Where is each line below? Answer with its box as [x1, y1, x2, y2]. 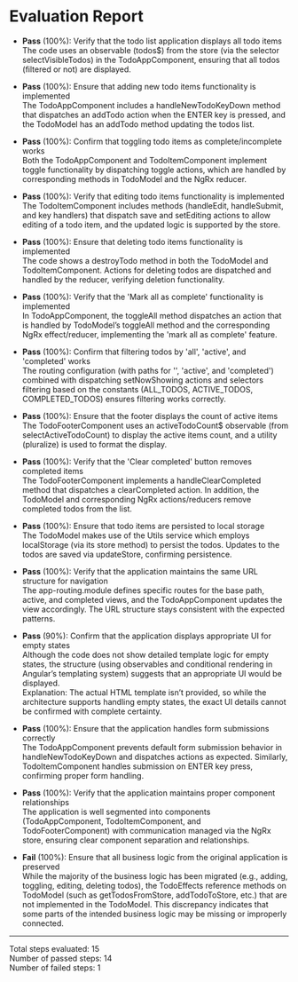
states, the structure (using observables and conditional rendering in [21, 659, 273, 669]
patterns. [21, 613, 56, 623]
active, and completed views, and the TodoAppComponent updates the [21, 594, 283, 605]
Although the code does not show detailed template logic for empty [21, 649, 269, 660]
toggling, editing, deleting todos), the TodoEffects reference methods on [21, 880, 286, 891]
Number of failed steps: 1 [9, 962, 101, 973]
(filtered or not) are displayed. [21, 64, 131, 75]
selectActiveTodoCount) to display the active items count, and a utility [21, 429, 278, 440]
